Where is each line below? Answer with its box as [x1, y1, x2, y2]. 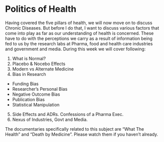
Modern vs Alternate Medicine [12, 66, 74, 72]
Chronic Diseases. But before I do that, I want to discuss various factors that [5, 25, 160, 31]
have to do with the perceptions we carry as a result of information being [5, 35, 153, 41]
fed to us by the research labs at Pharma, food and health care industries [5, 40, 153, 46]
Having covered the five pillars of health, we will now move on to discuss [5, 20, 153, 26]
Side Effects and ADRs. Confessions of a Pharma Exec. [12, 111, 124, 117]
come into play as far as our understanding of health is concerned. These [5, 30, 154, 36]
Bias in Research [12, 71, 46, 77]
